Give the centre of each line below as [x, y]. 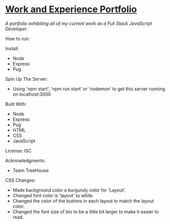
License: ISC [19, 150]
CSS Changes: [20, 180]
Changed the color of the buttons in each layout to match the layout [83, 201]
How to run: [18, 39]
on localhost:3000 [32, 94]
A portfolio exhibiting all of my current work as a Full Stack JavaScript [79, 23]
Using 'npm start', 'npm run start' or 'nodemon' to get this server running [89, 89]
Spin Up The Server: [27, 79]
